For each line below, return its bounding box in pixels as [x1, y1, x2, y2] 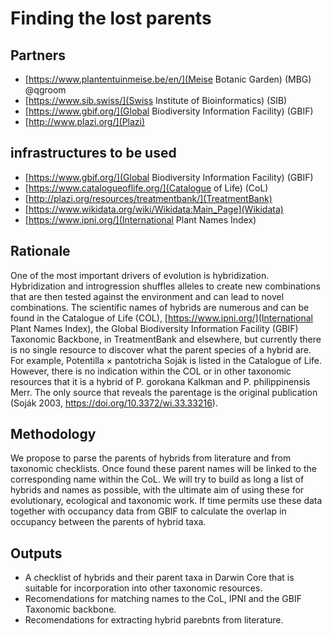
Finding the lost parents [10, 7, 212, 30]
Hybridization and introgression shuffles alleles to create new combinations [10, 280, 321, 292]
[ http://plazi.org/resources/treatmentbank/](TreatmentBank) [24, 192, 273, 204]
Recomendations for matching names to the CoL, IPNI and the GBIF [24, 593, 302, 605]
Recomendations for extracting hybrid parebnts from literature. [24, 614, 284, 626]
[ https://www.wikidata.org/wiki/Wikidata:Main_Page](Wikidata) [24, 203, 284, 215]
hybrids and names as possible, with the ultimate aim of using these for [10, 484, 305, 496]
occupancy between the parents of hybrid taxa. [10, 516, 207, 528]
